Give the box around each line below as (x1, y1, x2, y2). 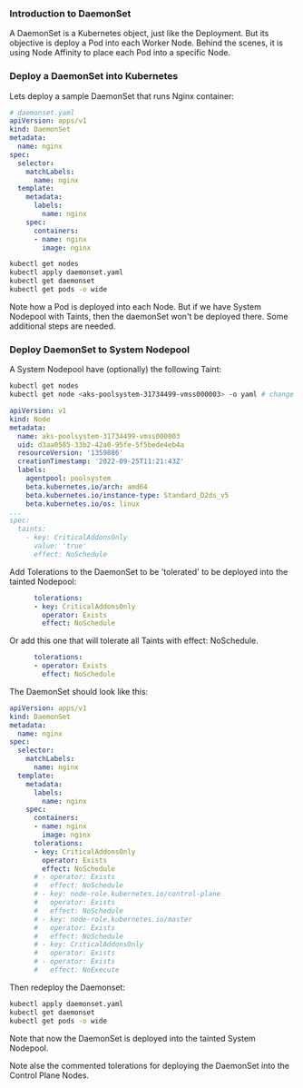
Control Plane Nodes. (9, 1070, 89, 1081)
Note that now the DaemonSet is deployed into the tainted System (9, 1033, 256, 1043)
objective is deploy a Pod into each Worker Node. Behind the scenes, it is (9, 37, 284, 48)
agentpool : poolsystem (25, 474, 112, 483)
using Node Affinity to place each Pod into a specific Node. (9, 47, 231, 58)
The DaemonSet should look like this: (9, 686, 149, 697)
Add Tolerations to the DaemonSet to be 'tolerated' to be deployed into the (9, 566, 288, 577)
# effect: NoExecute (33, 965, 120, 974)
